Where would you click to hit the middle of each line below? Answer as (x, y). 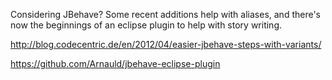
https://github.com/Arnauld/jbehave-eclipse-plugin (115, 63)
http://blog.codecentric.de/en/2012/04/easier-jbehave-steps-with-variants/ (166, 44)
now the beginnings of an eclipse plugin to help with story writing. (146, 25)
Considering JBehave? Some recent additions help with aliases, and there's (165, 14)
